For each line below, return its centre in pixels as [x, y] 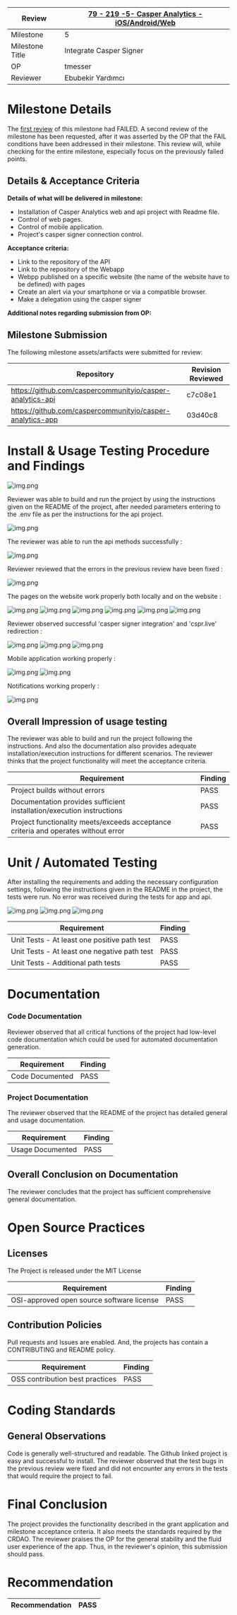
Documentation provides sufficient [68, 802]
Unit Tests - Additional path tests [66, 963]
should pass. [26, 1554]
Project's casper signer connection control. [80, 234]
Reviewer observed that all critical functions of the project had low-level [112, 1032]
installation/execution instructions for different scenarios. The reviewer [110, 753]
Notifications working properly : [53, 686]
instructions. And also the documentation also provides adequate [102, 746]
